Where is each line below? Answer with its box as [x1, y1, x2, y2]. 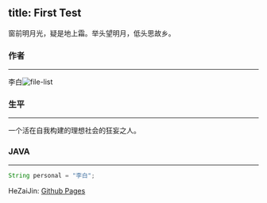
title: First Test [8, 6, 82, 20]
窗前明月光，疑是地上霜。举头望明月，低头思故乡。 [8, 28, 176, 38]
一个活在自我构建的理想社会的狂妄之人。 [8, 126, 141, 136]
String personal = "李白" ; [8, 171, 95, 179]
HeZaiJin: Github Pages [8, 186, 86, 195]
